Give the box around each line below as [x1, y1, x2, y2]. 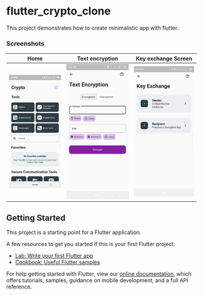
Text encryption [77, 54, 118, 62]
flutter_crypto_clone [6, 4, 111, 18]
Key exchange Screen [135, 54, 192, 62]
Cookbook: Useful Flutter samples [14, 259, 100, 266]
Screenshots [6, 39, 45, 48]
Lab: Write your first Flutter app [14, 252, 94, 259]
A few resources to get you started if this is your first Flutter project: [6, 241, 175, 248]
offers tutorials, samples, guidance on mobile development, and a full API [6, 277, 188, 284]
